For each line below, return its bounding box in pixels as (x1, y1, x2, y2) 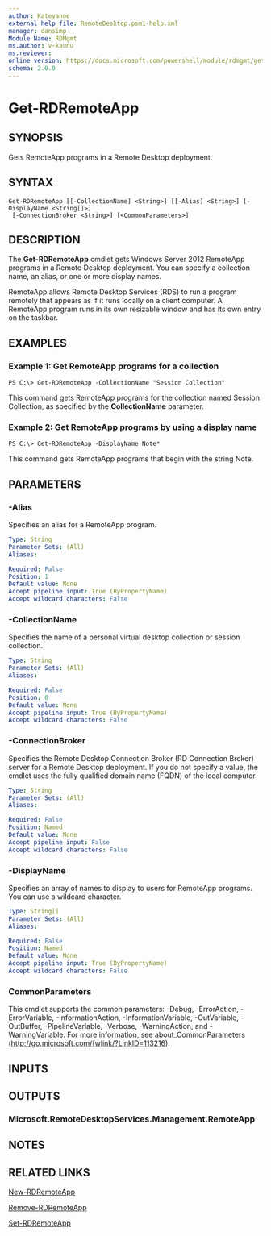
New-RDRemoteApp (8, 1187, 76, 1197)
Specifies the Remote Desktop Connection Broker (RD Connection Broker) (8, 753, 254, 763)
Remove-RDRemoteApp (8, 1203, 87, 1213)
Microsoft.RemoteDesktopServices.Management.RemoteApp (8, 1113, 256, 1125)
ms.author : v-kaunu (8, 42, 74, 50)
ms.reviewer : (8, 49, 52, 57)
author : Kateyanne (8, 11, 70, 20)
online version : (8, 57, 63, 65)
